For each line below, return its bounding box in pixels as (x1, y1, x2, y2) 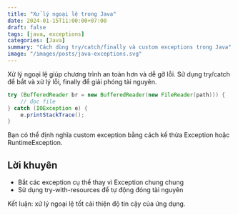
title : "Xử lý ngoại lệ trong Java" (7, 10, 116, 18)
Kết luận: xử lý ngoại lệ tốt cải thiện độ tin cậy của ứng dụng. (7, 199, 186, 208)
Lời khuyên (7, 159, 58, 171)
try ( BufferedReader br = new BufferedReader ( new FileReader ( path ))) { (7, 91, 225, 99)
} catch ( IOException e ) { (7, 104, 88, 111)
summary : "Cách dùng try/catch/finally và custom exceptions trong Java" (7, 44, 232, 51)
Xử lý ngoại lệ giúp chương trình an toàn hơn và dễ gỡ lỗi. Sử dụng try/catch (7, 69, 231, 79)
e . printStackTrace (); (20, 111, 84, 119)
